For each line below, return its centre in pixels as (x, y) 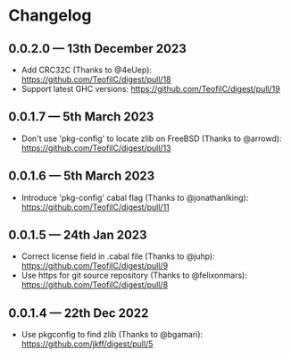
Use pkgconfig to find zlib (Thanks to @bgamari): (112, 335)
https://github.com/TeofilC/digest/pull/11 (96, 207)
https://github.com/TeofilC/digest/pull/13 (96, 147)
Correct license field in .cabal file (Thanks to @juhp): (118, 256)
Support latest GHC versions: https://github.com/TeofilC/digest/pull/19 (150, 89)
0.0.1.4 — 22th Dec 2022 (79, 313)
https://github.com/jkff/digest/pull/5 (87, 344)
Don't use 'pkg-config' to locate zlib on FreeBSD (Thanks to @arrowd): (151, 138)
